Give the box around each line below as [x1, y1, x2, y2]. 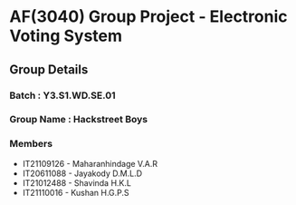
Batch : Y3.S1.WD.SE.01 [9, 89, 116, 102]
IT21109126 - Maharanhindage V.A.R [22, 158, 158, 169]
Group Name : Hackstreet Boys [9, 113, 148, 126]
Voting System [9, 25, 123, 46]
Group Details [9, 62, 89, 77]
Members [9, 138, 53, 151]
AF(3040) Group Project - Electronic [9, 6, 288, 27]
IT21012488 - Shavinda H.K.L [22, 177, 131, 188]
